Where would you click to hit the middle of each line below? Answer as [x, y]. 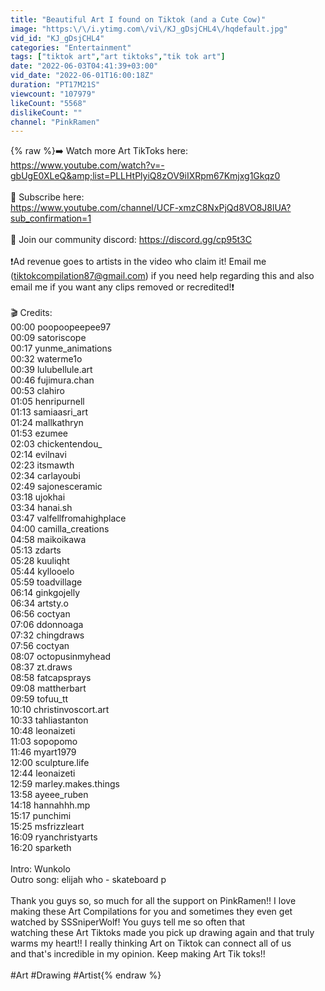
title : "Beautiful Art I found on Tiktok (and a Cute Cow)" [138, 19]
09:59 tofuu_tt [39, 699]
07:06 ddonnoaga [47, 625]
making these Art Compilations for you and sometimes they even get [151, 912]
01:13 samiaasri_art [49, 412]
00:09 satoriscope [48, 338]
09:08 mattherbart [48, 688]
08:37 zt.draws [41, 667]
